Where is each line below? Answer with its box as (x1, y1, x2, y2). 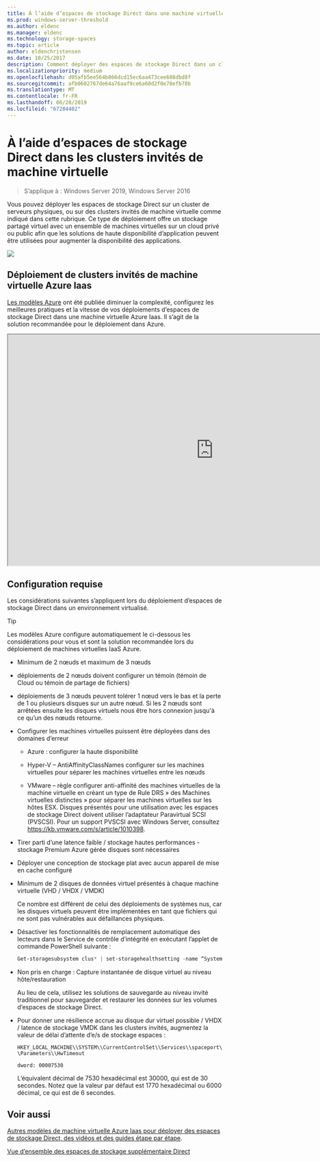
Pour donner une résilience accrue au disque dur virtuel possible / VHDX (16, 1016, 222, 1024)
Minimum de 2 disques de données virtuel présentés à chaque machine (16, 879, 219, 887)
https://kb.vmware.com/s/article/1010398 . (27, 825, 146, 833)
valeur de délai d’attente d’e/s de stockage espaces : (16, 1031, 166, 1039)
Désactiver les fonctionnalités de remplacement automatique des (16, 928, 200, 936)
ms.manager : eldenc (7, 29, 63, 36)
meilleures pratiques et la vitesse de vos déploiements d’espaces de (7, 305, 200, 314)
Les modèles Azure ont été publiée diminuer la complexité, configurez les (7, 298, 214, 306)
